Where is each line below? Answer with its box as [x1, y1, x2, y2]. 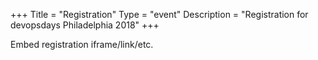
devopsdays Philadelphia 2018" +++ [10, 19, 160, 31]
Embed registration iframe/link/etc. [10, 39, 154, 50]
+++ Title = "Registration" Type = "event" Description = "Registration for [10, 9, 309, 20]
